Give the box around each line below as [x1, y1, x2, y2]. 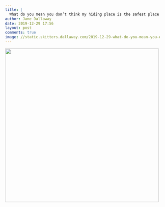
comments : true [5, 30, 36, 35]
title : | [5, 7, 23, 12]
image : [5, 35, 19, 40]
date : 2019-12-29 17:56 [5, 21, 54, 26]
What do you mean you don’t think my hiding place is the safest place [9, 12, 160, 17]
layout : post [5, 26, 32, 30]
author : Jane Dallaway [5, 16, 52, 21]
